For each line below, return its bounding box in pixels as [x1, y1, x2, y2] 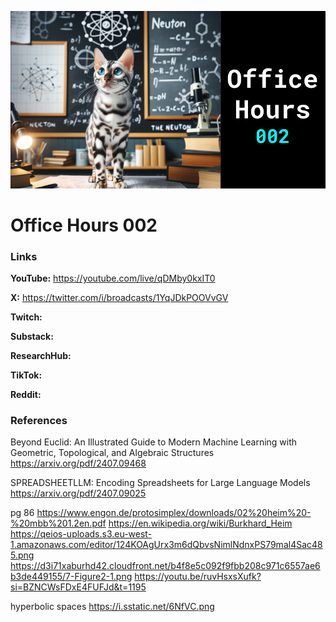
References [10, 413, 68, 427]
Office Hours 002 [10, 214, 158, 236]
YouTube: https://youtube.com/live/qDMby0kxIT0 [10, 272, 216, 284]
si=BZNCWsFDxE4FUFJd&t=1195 [10, 581, 147, 593]
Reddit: [10, 388, 42, 400]
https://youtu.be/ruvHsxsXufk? [134, 571, 262, 583]
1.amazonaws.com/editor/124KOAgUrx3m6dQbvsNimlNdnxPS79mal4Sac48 [10, 539, 323, 551]
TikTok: [10, 369, 43, 381]
